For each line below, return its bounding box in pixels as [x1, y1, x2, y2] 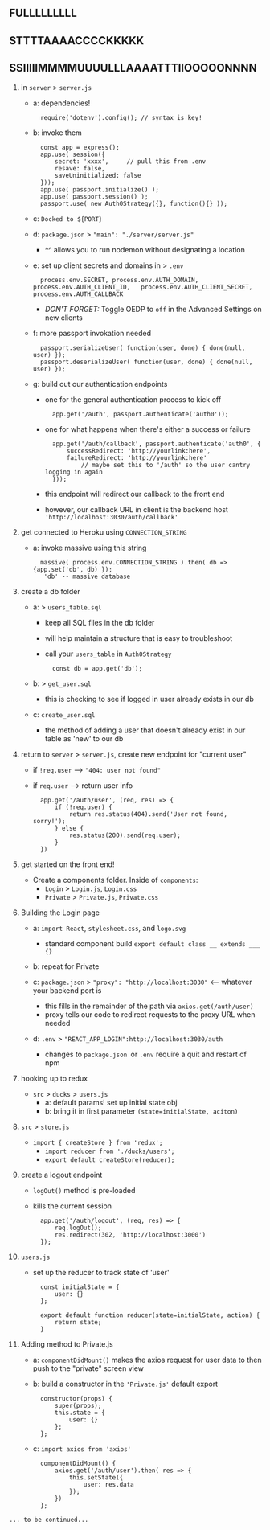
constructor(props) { [39, 1394, 113, 1402]
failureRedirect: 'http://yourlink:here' [66, 453, 207, 461]
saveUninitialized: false [54, 171, 141, 179]
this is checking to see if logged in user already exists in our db [44, 694, 254, 703]
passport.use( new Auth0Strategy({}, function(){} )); [39, 199, 228, 207]
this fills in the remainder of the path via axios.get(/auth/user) [44, 1001, 254, 1011]
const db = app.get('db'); [51, 664, 143, 672]
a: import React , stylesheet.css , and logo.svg [32, 923, 186, 933]
